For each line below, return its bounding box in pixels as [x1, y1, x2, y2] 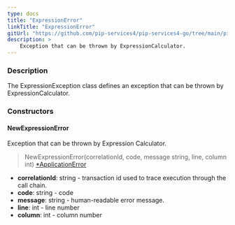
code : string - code [17, 189, 73, 197]
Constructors [7, 106, 54, 116]
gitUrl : [7, 29, 30, 37]
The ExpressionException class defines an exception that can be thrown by [7, 82, 224, 90]
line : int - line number [17, 203, 80, 212]
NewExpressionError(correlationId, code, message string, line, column [24, 153, 227, 161]
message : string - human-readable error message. [17, 196, 165, 205]
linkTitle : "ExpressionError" [7, 23, 96, 30]
